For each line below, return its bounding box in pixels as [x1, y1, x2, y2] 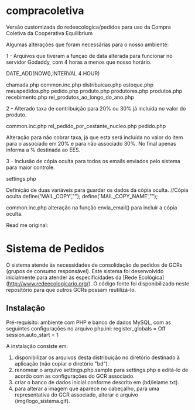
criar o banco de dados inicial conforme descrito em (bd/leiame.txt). [14, 378, 180, 385]
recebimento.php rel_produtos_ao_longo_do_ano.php [6, 94, 135, 101]
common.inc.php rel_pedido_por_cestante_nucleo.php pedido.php [6, 122, 166, 129]
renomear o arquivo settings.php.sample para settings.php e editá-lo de [14, 366, 189, 373]
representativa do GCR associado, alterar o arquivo [14, 391, 139, 398]
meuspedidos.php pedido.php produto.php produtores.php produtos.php [6, 87, 183, 94]
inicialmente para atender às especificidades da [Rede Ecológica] [6, 274, 165, 281]
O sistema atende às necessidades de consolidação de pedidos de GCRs [6, 261, 183, 268]
